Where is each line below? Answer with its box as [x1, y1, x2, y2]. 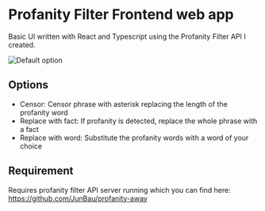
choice [19, 141, 43, 151]
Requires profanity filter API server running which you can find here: [8, 185, 232, 194]
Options [8, 78, 49, 92]
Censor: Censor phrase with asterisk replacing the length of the [19, 99, 228, 108]
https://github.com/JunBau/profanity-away [8, 194, 148, 203]
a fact [19, 124, 39, 134]
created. [8, 40, 36, 49]
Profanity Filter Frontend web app [8, 6, 234, 24]
